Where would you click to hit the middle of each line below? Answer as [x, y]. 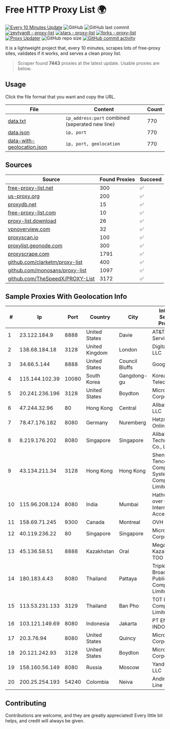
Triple [159, 566]
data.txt [17, 121]
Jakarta [128, 623]
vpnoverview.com [29, 229]
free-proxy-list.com [32, 213]
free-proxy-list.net [31, 188]
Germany [97, 423]
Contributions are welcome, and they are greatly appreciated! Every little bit [84, 715]
